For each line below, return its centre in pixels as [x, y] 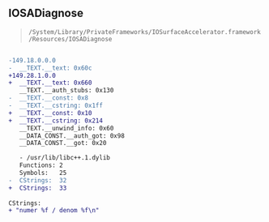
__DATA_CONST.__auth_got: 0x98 [72, 136]
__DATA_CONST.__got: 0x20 [63, 143]
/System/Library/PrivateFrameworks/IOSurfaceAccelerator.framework [144, 32]
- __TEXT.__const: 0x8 [49, 98]
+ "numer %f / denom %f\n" [54, 211]
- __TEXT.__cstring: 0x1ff [56, 106]
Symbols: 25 [43, 173]
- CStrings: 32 [38, 180]
